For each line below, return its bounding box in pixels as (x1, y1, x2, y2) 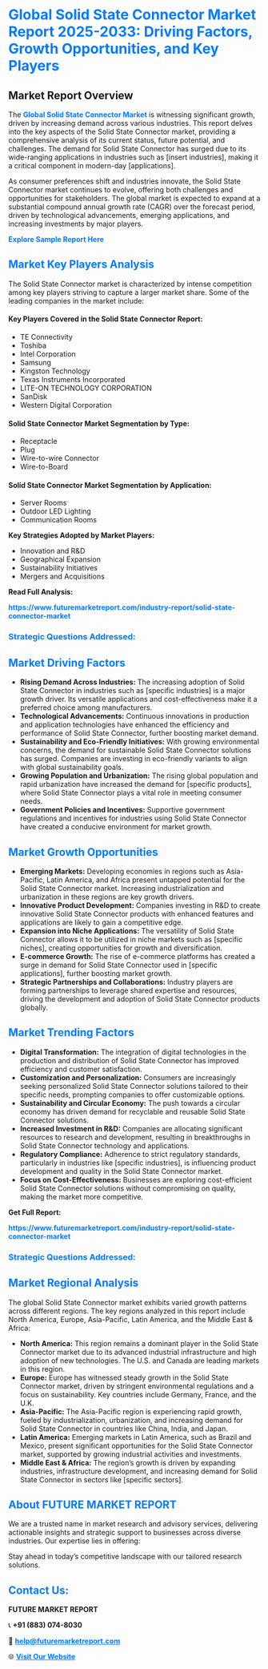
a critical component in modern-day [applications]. (8, 161, 176, 170)
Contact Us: (8, 1583, 70, 1597)
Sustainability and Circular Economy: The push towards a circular (19, 1098, 241, 1107)
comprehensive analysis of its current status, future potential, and (8, 135, 226, 145)
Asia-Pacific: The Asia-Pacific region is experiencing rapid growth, (19, 1406, 242, 1416)
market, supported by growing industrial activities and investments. (19, 1449, 242, 1459)
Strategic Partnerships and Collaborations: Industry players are (19, 977, 234, 986)
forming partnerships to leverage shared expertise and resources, (19, 986, 238, 995)
